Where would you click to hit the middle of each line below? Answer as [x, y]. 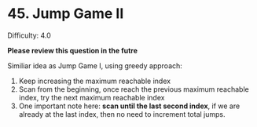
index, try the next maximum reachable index [92, 97]
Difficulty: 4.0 [29, 35]
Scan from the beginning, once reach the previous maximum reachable [134, 89]
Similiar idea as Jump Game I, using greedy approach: [95, 65]
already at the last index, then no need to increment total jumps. [122, 114]
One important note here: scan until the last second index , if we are [129, 106]
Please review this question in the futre [73, 50]
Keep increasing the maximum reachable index [94, 81]
